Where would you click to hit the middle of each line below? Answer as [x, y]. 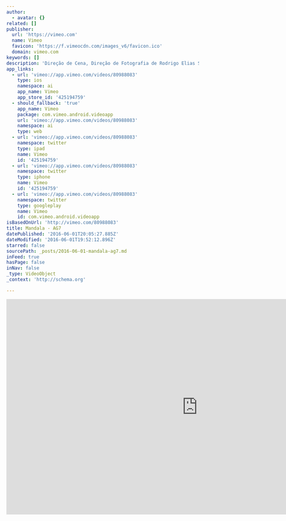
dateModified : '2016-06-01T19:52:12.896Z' [61, 239]
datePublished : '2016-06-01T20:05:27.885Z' [63, 234]
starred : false [26, 246]
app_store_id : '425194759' [52, 97]
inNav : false [23, 268]
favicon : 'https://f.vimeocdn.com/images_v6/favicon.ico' [87, 47]
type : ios [30, 80]
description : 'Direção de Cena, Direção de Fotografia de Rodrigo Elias [101, 63]
